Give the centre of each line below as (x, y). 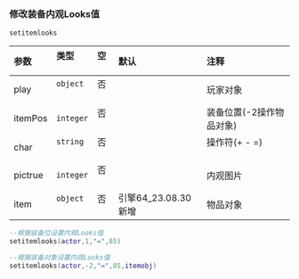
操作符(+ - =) (234, 143)
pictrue (28, 176)
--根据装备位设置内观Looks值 (57, 234)
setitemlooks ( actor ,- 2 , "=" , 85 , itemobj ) (83, 266)
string (70, 142)
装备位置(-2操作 (241, 112)
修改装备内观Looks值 (55, 13)
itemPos (31, 119)
